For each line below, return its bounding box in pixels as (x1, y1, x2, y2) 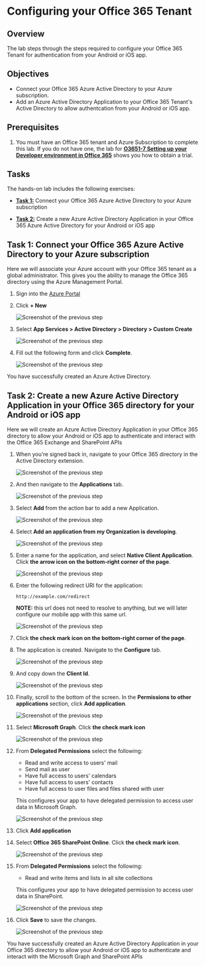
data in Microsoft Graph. (15, 804, 77, 811)
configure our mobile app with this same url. (15, 611, 127, 618)
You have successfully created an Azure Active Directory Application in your (7, 940, 199, 947)
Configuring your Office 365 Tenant (7, 4, 192, 18)
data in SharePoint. (15, 893, 64, 900)
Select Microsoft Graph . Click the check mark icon (15, 724, 146, 731)
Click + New (15, 302, 47, 309)
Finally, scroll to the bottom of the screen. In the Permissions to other (15, 694, 192, 701)
